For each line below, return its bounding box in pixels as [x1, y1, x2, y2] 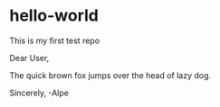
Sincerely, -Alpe [9, 87, 70, 98]
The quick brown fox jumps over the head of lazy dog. [9, 69, 211, 81]
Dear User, [9, 52, 50, 63]
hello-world [9, 5, 100, 26]
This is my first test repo [9, 35, 100, 46]
